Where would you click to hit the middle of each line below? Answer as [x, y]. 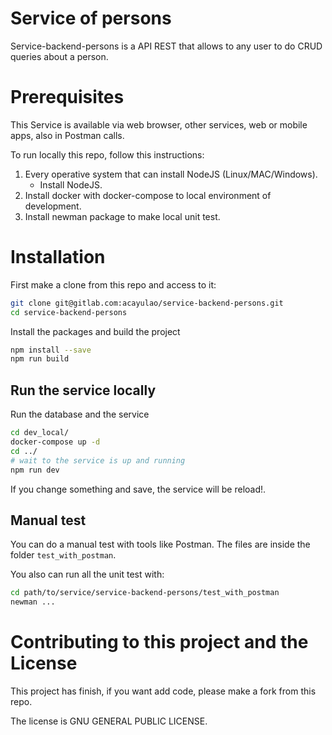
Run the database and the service [80, 414]
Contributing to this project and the [159, 642]
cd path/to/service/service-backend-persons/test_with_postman [145, 593]
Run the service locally [83, 390]
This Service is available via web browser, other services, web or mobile [159, 124]
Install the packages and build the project [95, 331]
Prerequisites [67, 97]
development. [53, 206]
